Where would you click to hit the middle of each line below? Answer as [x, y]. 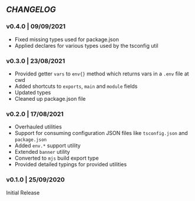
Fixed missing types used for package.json [67, 39]
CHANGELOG [31, 10]
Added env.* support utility [47, 146]
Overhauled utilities [38, 127]
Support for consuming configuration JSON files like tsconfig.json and [101, 133]
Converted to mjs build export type [57, 158]
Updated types [33, 92]
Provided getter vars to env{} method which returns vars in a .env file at [102, 74]
